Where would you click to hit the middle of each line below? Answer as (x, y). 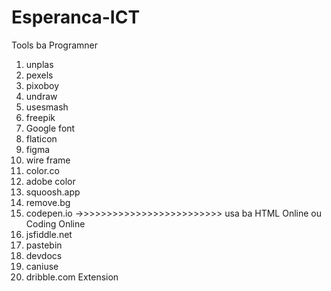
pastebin (44, 245)
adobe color (50, 181)
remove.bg (48, 202)
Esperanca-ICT (76, 17)
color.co (42, 170)
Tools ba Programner (55, 45)
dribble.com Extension (72, 277)
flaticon (41, 138)
